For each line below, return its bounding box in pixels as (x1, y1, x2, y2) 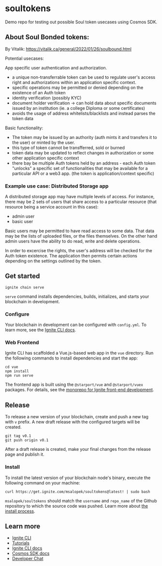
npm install (5, 369, 29, 374)
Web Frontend (5, 339, 39, 346)
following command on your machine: (5, 480, 80, 486)
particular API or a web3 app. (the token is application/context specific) (12, 171, 155, 176)
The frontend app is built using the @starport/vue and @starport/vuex (5, 382, 144, 388)
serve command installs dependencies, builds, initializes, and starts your (5, 293, 149, 299)
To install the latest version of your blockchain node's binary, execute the (5, 475, 151, 480)
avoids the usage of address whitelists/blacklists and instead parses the (12, 110, 156, 116)
